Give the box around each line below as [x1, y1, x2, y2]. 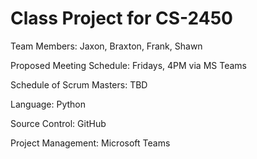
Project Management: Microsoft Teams [10, 137, 171, 149]
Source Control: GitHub [10, 117, 107, 129]
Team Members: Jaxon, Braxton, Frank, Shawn [10, 40, 203, 52]
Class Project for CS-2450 [10, 7, 233, 30]
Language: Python [10, 98, 87, 110]
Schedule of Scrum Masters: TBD [10, 78, 148, 91]
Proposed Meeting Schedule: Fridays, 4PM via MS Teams [10, 59, 247, 71]
